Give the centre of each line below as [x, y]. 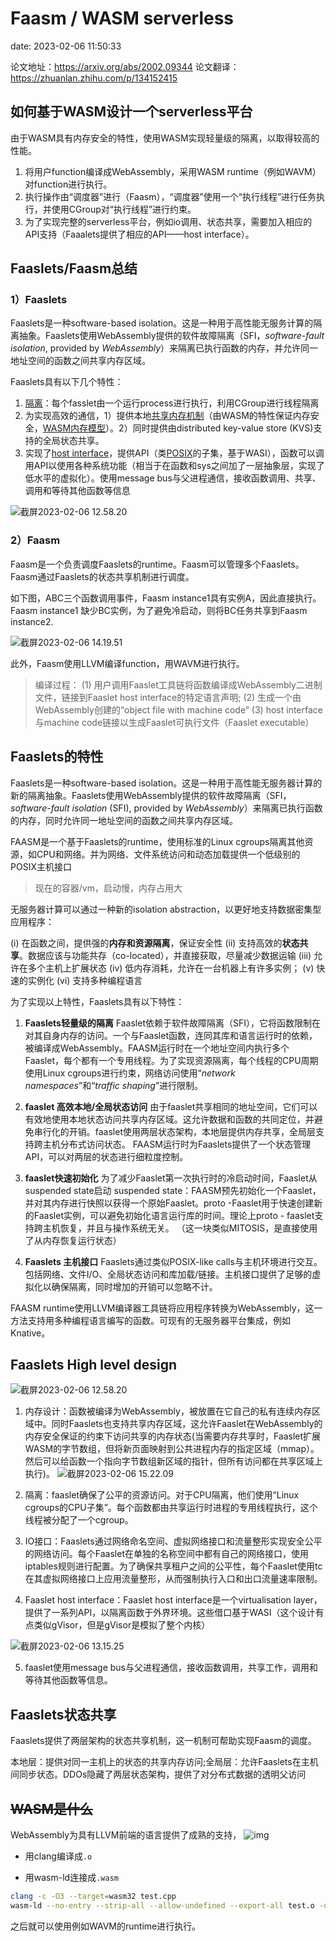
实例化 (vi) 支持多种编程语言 [85, 980]
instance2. [32, 621]
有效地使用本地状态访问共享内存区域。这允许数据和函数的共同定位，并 [169, 1119]
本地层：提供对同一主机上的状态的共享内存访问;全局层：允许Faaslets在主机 [164, 1762]
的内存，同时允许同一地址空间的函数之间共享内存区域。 [124, 820]
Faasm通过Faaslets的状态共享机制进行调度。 [102, 576]
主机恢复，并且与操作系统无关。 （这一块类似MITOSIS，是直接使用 [180, 1228]
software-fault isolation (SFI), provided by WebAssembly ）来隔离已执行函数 [166, 808]
